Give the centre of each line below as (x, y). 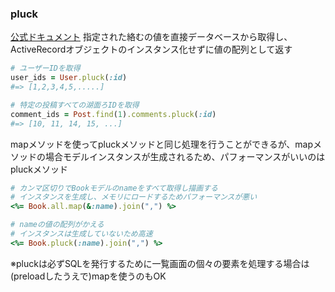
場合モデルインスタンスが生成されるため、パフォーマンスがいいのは (185, 156)
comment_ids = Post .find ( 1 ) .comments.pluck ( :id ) (113, 114)
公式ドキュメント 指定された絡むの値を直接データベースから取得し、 (151, 37)
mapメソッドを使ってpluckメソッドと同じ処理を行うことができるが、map (162, 144)
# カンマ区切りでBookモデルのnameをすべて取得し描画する (114, 188)
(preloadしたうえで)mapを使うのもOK (88, 276)
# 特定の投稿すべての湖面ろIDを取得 (75, 105)
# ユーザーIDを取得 (45, 68)
